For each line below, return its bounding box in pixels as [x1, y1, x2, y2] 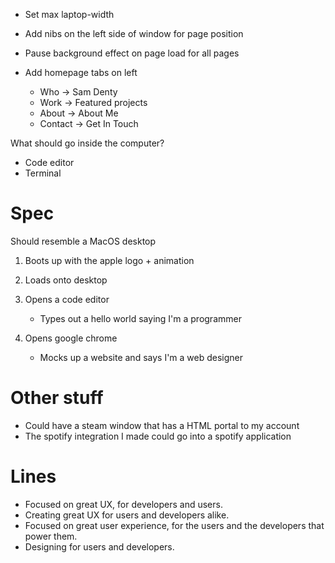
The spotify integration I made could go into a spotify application [24, 430, 292, 442]
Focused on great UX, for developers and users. [24, 498, 223, 510]
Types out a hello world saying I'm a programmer [39, 312, 242, 324]
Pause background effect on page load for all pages [24, 47, 240, 59]
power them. [24, 530, 78, 542]
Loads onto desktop [24, 274, 108, 286]
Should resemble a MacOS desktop [10, 235, 157, 247]
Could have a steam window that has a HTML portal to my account [24, 419, 300, 431]
